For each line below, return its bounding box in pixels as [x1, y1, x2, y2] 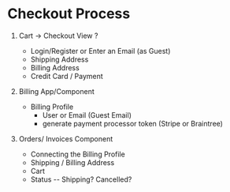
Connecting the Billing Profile [30, 149, 125, 159]
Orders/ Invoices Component [18, 134, 113, 143]
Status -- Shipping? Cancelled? [30, 175, 132, 184]
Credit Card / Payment [30, 71, 103, 81]
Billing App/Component [18, 86, 95, 96]
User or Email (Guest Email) [42, 110, 132, 119]
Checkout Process [7, 5, 131, 23]
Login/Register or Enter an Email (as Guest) [30, 46, 171, 55]
